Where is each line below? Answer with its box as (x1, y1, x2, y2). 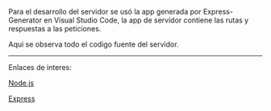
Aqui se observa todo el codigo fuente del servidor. (8, 39, 179, 49)
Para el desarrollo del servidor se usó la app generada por (8, 7, 202, 16)
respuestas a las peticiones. (8, 24, 102, 33)
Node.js (8, 78, 35, 88)
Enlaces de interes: (8, 63, 72, 72)
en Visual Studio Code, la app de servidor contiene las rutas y (44, 15, 249, 25)
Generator (8, 15, 43, 25)
